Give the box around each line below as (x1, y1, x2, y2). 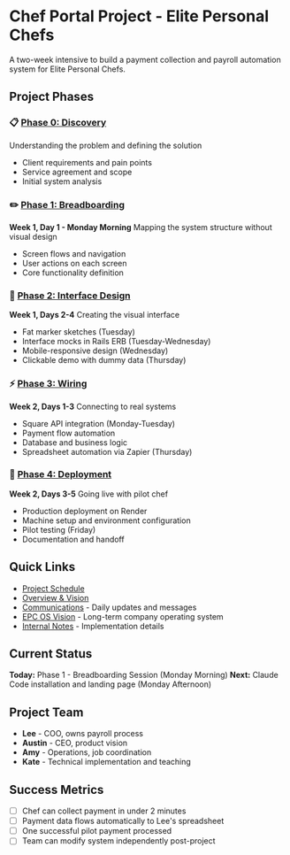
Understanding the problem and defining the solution (9, 140, 202, 150)
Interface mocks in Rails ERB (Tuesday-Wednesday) (21, 336, 211, 347)
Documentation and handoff (21, 534, 126, 544)
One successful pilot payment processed (21, 826, 172, 836)
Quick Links (9, 559, 76, 574)
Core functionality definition (21, 267, 124, 278)
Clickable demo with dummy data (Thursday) (21, 355, 187, 366)
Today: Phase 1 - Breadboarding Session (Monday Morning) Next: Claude (9, 670, 279, 681)
